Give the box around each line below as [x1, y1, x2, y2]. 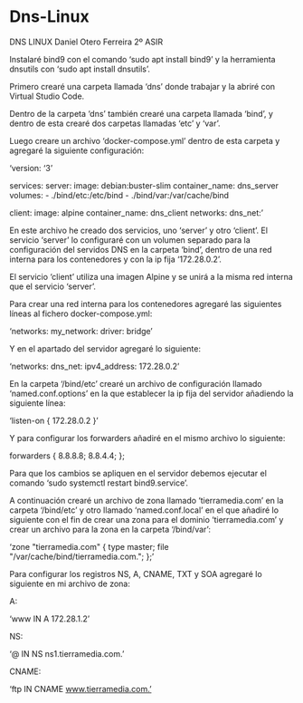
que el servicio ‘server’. [9, 281, 97, 292]
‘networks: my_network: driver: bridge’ [9, 325, 154, 336]
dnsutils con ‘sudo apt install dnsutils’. [9, 63, 151, 74]
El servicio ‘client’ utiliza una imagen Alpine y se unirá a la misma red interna [9, 271, 294, 282]
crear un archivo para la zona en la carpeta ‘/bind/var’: [9, 524, 211, 534]
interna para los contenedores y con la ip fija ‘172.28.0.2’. [9, 254, 222, 265]
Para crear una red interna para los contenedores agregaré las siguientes [9, 298, 282, 309]
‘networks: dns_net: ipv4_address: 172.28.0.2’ [9, 361, 180, 371]
